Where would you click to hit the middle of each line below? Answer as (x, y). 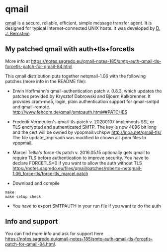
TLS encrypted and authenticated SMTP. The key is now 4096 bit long (84, 127)
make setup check (23, 197)
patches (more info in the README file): (46, 81)
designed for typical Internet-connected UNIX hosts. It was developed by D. (83, 28)
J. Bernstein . (18, 33)
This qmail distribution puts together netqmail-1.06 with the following (76, 76)
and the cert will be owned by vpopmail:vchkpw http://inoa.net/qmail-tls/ (87, 132)
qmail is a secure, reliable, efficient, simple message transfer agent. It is (79, 23)
